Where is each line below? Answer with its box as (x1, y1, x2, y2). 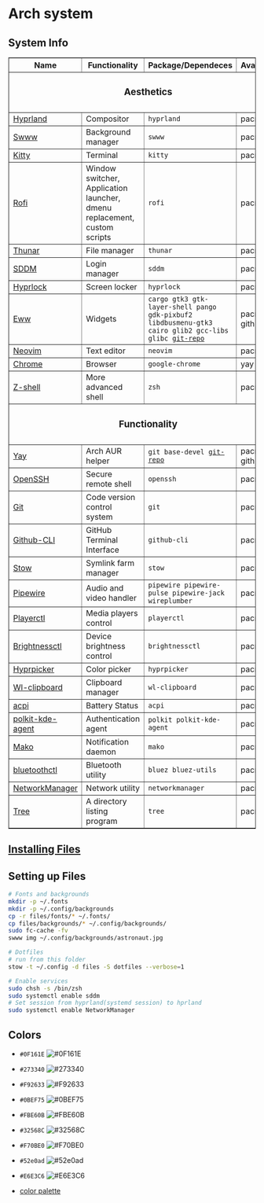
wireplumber (148, 596, 192, 605)
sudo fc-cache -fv (8, 927, 68, 935)
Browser (86, 359, 117, 370)
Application (86, 182, 128, 193)
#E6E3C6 (19, 1172, 45, 1180)
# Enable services (8, 977, 68, 985)
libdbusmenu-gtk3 (148, 318, 213, 327)
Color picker (86, 664, 131, 675)
